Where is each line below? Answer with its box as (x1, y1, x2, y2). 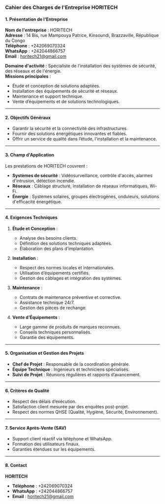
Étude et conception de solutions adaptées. (12, 83, 101, 89)
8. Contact (5, 462, 27, 468)
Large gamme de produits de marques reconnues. (19, 324, 121, 329)
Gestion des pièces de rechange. (19, 305, 87, 311)
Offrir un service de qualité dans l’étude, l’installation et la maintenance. (12, 136, 157, 142)
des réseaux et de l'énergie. (5, 68, 62, 74)
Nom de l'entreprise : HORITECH (5, 27, 73, 33)
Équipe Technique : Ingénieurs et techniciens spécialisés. (12, 366, 130, 372)
